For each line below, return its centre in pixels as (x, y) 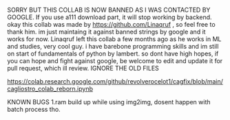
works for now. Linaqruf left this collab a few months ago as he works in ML (114, 39)
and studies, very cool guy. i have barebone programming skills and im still (113, 46)
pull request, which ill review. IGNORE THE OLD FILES (83, 68)
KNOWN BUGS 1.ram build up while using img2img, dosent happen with (109, 102)
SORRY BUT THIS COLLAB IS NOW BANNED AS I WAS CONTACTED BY (109, 10)
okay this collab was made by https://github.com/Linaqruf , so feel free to (111, 24)
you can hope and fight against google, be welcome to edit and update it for (115, 61)
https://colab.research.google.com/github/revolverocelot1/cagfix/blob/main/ (115, 81)
